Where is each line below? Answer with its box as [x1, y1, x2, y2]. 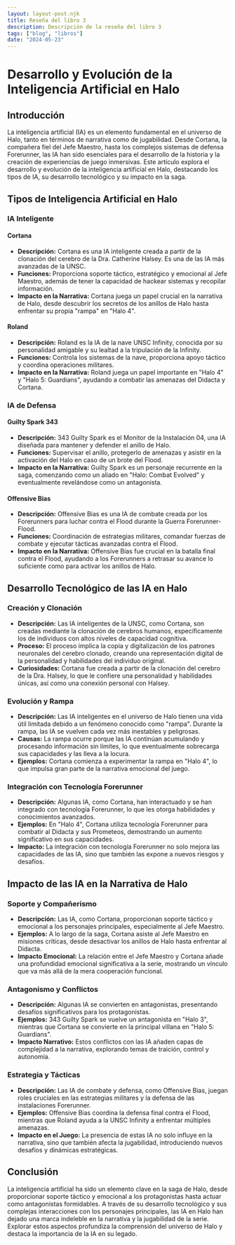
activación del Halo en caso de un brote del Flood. [17, 455, 163, 464]
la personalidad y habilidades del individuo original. [17, 657, 166, 665]
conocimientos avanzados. [17, 813, 96, 821]
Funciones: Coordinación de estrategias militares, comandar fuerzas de [17, 532, 226, 541]
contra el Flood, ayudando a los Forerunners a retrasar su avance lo [17, 555, 214, 563]
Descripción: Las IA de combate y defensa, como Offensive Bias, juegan [17, 1086, 228, 1094]
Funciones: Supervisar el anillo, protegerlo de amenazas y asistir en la [17, 448, 222, 457]
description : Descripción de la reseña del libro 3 [7, 23, 161, 30]
